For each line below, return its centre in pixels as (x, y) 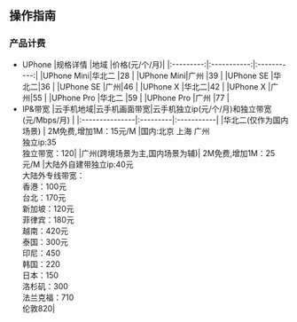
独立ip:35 (39, 142)
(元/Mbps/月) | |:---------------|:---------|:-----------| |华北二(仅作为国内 (155, 120)
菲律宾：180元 (48, 219)
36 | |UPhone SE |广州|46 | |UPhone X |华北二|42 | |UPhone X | (156, 86)
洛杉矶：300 (45, 286)
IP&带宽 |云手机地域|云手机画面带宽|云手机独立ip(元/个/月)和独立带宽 (147, 108)
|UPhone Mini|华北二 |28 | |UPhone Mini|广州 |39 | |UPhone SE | (156, 75)
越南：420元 (45, 231)
